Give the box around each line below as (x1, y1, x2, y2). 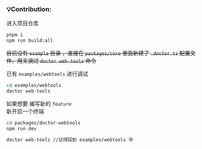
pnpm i (6, 32, 23, 38)
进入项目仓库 (6, 20, 39, 27)
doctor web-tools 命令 (39, 57, 97, 64)
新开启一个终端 (6, 107, 44, 115)
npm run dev (6, 125, 37, 132)
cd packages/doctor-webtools (6, 120, 81, 126)
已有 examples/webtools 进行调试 (6, 70, 89, 78)
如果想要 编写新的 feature (6, 100, 72, 107)
